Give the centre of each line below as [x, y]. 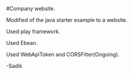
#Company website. [31, 9]
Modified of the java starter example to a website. [67, 20]
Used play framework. [33, 31]
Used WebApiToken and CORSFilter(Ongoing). [63, 54]
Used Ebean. [22, 43]
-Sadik [14, 66]
